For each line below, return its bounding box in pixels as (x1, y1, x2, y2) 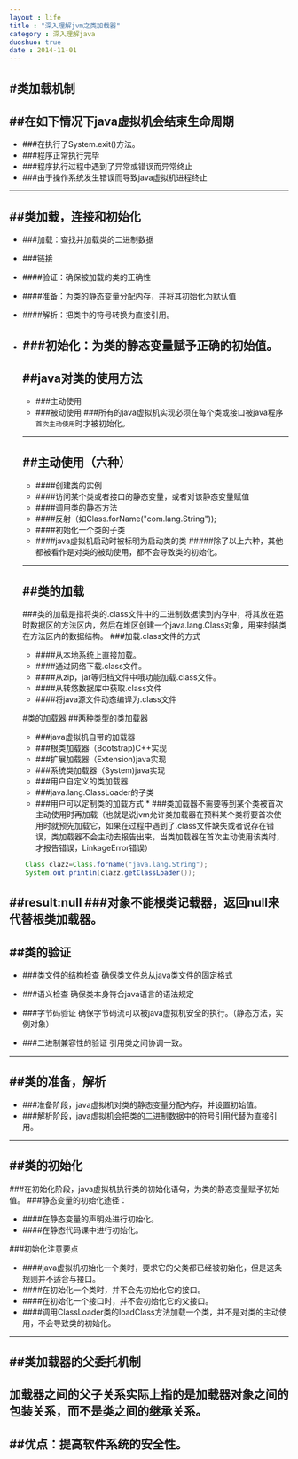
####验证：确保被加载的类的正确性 (21, 272, 152, 283)
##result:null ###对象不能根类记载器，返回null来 (9, 895, 280, 910)
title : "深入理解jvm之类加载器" (9, 21, 122, 30)
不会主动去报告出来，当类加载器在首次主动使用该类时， (82, 831, 285, 842)
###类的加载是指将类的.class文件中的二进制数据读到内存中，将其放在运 (21, 608, 284, 619)
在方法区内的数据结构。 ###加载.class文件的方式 (21, 630, 201, 641)
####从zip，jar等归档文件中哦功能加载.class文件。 (35, 671, 222, 683)
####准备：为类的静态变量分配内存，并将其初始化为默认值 (21, 291, 237, 301)
